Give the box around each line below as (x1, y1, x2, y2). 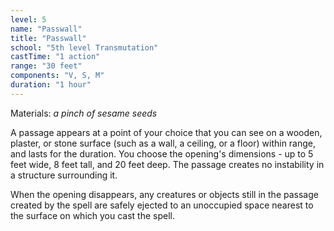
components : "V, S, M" (10, 71, 105, 81)
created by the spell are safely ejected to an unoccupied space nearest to (10, 199, 314, 211)
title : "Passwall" (10, 33, 87, 43)
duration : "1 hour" (10, 80, 92, 90)
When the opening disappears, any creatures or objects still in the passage (10, 188, 319, 200)
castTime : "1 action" (10, 52, 101, 62)
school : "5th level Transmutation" (10, 42, 159, 53)
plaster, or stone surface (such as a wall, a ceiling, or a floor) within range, (10, 137, 317, 149)
